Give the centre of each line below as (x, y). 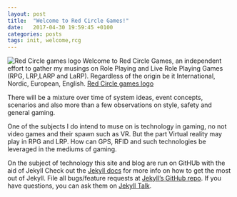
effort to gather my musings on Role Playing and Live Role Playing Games (115, 69)
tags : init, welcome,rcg (44, 41)
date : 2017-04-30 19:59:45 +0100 (60, 27)
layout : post (27, 14)
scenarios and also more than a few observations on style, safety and (110, 105)
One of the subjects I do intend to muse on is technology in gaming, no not (117, 126)
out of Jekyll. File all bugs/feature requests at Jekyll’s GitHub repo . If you (114, 178)
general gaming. (31, 113)
